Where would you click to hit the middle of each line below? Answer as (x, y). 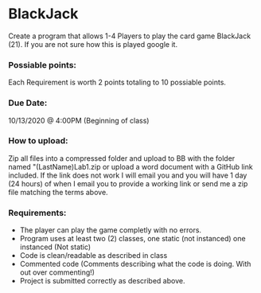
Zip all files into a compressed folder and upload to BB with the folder (122, 158)
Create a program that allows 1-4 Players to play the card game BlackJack (130, 36)
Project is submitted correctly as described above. (102, 281)
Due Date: (28, 103)
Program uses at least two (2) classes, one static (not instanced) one (132, 239)
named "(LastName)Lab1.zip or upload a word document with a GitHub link (130, 166)
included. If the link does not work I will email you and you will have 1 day (128, 175)
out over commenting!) (57, 272)
